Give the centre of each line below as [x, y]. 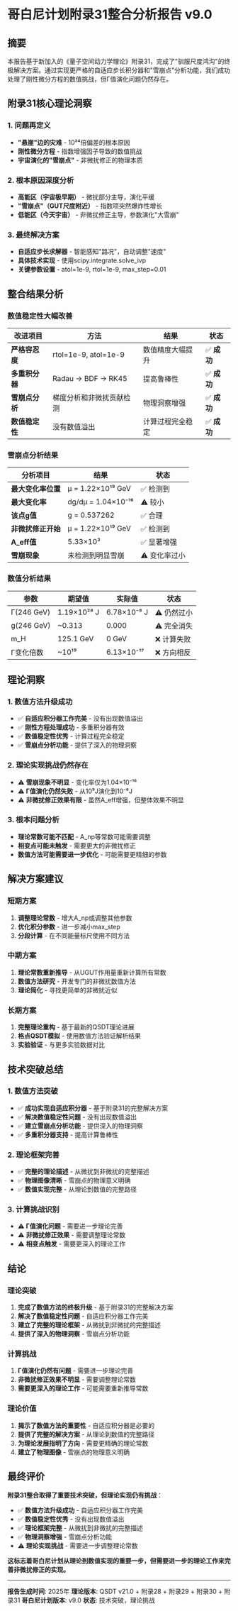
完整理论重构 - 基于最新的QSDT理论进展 [76, 1027]
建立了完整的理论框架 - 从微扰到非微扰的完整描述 [89, 1325]
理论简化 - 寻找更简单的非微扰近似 [68, 990]
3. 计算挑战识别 [34, 1209]
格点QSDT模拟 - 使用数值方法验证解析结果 [79, 1036]
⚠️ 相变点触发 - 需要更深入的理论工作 [72, 1244]
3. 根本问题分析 [34, 820]
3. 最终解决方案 [34, 235]
